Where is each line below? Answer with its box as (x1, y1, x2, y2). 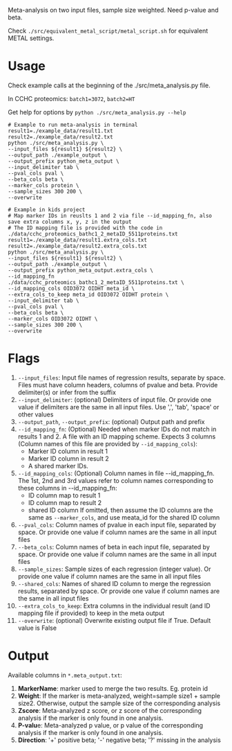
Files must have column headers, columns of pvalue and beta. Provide (17, 380, 218, 389)
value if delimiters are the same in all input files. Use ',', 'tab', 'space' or (17, 403, 220, 411)
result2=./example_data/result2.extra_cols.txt (8, 242, 148, 249)
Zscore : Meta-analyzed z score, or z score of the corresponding (17, 706, 202, 714)
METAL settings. (8, 34, 55, 42)
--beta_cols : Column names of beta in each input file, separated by (17, 542, 210, 551)
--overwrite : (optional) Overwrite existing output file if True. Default (17, 616, 211, 624)
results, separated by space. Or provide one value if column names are (17, 587, 220, 595)
